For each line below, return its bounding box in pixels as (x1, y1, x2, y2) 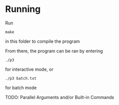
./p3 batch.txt (5, 76, 37, 81)
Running (5, 3, 41, 15)
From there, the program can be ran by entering (5, 48, 103, 54)
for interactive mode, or (5, 66, 54, 72)
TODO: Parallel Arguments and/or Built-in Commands (5, 94, 115, 100)
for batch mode (5, 85, 37, 91)
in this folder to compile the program (5, 38, 80, 44)
